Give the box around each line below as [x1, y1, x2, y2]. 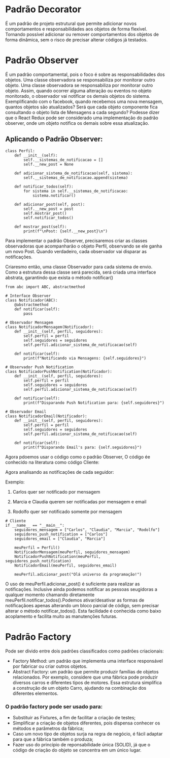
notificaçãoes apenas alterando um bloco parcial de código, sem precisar [5, 602, 159, 608]
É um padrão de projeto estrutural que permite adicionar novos [5, 20, 137, 26]
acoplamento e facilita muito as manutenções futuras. [5, 613, 118, 619]
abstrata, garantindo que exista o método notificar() [5, 274, 113, 281]
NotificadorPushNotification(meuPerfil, [14, 554, 101, 559]
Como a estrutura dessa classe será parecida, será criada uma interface [5, 269, 156, 275]
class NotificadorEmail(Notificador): [5, 414, 87, 419]
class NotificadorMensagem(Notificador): [5, 324, 94, 330]
